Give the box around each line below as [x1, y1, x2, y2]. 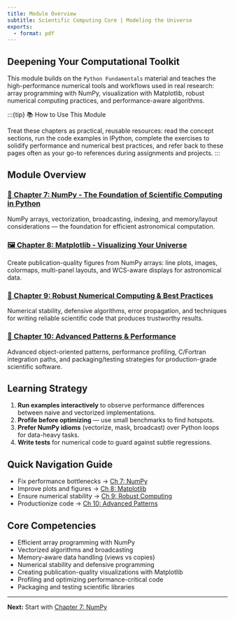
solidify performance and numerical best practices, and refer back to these [7, 141, 224, 150]
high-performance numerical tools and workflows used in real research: [7, 82, 215, 90]
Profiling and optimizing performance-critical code [17, 575, 164, 584]
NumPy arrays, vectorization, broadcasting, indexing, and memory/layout [7, 215, 218, 223]
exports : [7, 23, 33, 30]
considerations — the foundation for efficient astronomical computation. [7, 222, 215, 231]
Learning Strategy [7, 382, 88, 395]
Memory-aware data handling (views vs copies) [17, 553, 155, 561]
